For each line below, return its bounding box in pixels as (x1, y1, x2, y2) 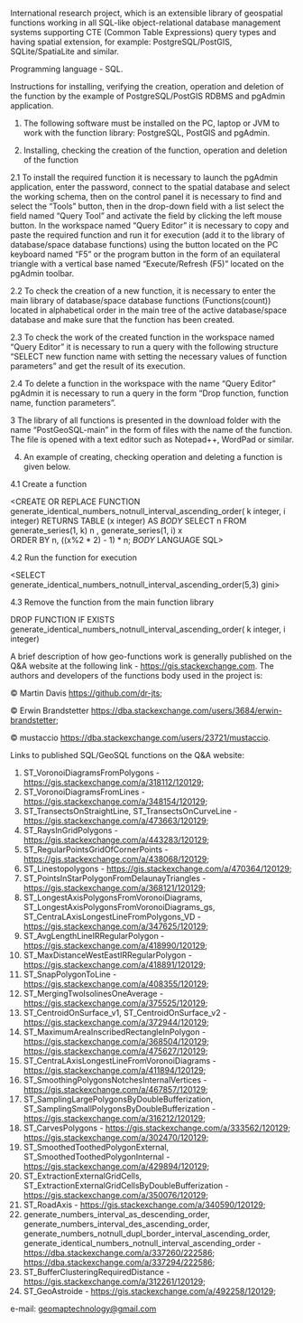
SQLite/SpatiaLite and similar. (10, 46, 120, 57)
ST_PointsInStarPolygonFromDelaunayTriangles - (23, 873, 207, 884)
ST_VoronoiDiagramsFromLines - (23, 786, 145, 797)
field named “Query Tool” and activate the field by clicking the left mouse (10, 211, 282, 220)
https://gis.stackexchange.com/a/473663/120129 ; (23, 815, 209, 826)
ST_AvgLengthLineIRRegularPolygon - (23, 931, 165, 941)
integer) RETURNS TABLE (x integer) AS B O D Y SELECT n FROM (10, 515, 247, 526)
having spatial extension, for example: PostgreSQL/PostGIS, (10, 36, 233, 47)
